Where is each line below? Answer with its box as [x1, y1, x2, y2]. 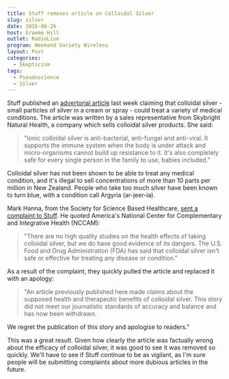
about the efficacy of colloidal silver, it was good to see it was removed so [7, 343, 216, 352]
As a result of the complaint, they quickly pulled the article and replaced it [7, 267, 215, 276]
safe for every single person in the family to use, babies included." [23, 156, 211, 164]
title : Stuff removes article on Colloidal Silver [7, 10, 154, 17]
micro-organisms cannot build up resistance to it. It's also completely [23, 149, 219, 157]
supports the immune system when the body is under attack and [23, 141, 206, 149]
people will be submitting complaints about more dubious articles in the [7, 358, 208, 367]
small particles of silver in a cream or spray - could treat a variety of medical [7, 106, 222, 114]
